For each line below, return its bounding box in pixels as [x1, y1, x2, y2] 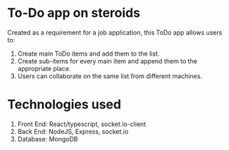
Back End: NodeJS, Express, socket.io [17, 127, 129, 135]
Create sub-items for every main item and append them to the [17, 56, 197, 65]
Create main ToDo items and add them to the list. [17, 49, 160, 58]
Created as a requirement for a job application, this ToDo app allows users [7, 28, 223, 37]
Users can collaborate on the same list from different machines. [17, 72, 203, 80]
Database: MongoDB [17, 135, 78, 143]
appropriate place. [17, 64, 72, 73]
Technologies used [7, 96, 122, 113]
